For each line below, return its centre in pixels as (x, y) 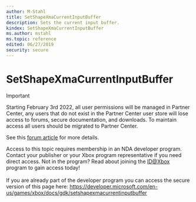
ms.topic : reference (31, 39)
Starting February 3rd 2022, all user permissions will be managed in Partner (98, 107)
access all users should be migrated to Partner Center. (72, 126)
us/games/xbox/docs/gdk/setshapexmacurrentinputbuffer (77, 193)
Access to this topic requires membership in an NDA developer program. (94, 149)
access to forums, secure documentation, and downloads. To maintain (91, 119)
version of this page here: (37, 186)
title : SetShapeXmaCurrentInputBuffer (54, 17)
